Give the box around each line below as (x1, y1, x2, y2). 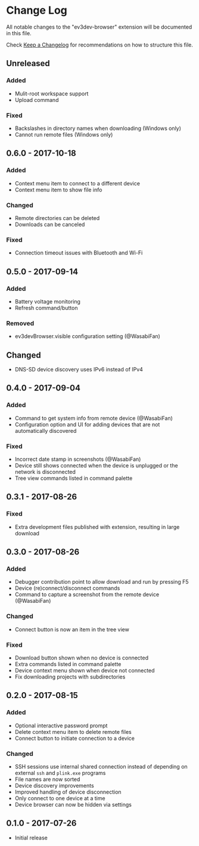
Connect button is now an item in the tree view (14, 625, 129, 633)
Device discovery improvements (14, 782, 94, 789)
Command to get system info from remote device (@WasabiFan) (14, 414, 173, 422)
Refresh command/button (14, 304, 78, 311)
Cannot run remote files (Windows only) (14, 131, 113, 138)
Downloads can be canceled (14, 221, 85, 228)
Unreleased (6, 58, 51, 69)
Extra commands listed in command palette (14, 660, 122, 668)
